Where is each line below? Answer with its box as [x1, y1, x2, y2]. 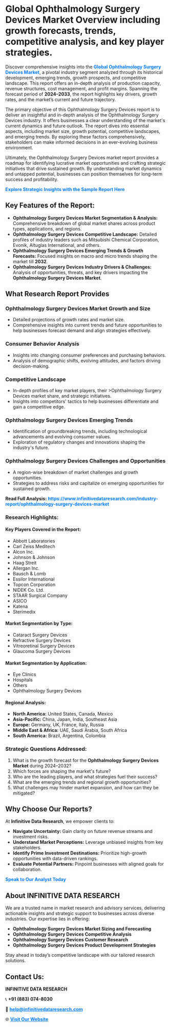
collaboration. [12, 866, 42, 873]
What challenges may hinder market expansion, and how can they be [12, 784, 159, 790]
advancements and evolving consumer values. [12, 434, 111, 440]
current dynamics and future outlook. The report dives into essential [5, 123, 149, 129]
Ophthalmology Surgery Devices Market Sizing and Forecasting [12, 926, 152, 932]
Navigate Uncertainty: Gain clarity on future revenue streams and [12, 828, 153, 835]
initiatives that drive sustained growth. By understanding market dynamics [5, 165, 162, 171]
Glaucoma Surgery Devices [12, 648, 71, 654]
